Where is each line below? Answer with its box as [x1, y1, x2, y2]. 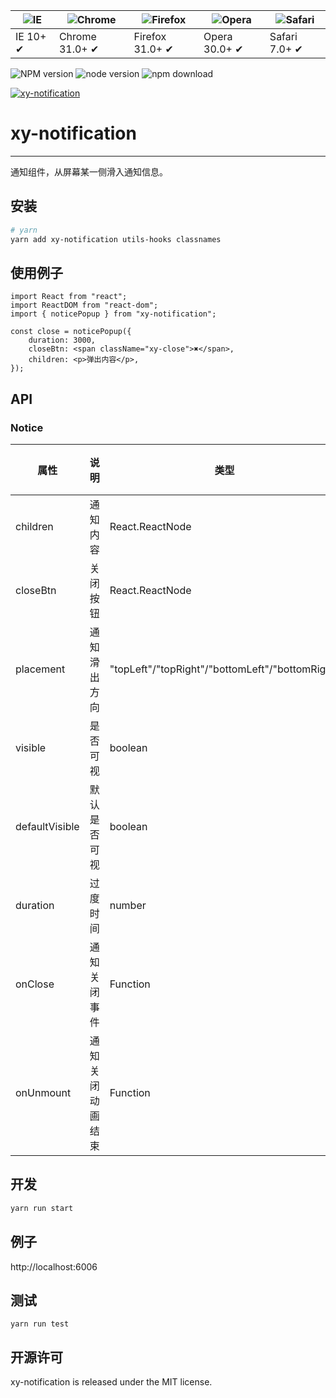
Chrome [58, 30, 97, 43]
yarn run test [10, 1319, 70, 1329]
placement [15, 662, 66, 676]
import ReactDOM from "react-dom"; [10, 300, 159, 311]
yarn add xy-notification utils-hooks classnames [10, 234, 222, 244]
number [109, 899, 147, 912]
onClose [15, 977, 55, 991]
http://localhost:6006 [10, 1260, 98, 1273]
